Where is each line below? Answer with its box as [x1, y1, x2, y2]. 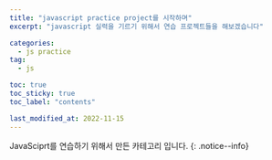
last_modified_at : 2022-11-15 [9, 113, 125, 123]
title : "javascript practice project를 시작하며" [9, 13, 193, 23]
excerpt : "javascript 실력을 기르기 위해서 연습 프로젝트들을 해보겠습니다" [9, 22, 264, 31]
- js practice [17, 47, 71, 56]
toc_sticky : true [9, 89, 76, 98]
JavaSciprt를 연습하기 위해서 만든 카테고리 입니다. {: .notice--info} [9, 140, 249, 151]
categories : [9, 38, 55, 48]
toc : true [9, 80, 47, 90]
